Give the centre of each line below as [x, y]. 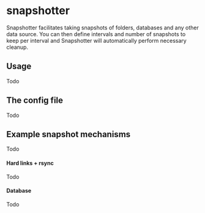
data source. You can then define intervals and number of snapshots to [96, 34]
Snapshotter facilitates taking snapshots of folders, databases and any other [102, 28]
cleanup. [17, 47]
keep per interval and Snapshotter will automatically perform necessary [96, 40]
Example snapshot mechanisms [69, 134]
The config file [35, 101]
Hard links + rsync [30, 163]
